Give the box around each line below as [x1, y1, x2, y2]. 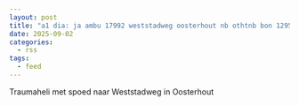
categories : [9, 37, 53, 47]
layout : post [9, 12, 58, 22]
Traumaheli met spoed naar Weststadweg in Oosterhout [9, 86, 214, 97]
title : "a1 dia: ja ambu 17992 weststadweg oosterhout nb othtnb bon [9, 21, 273, 30]
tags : [9, 54, 29, 63]
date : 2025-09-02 [9, 29, 74, 38]
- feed [17, 63, 42, 72]
